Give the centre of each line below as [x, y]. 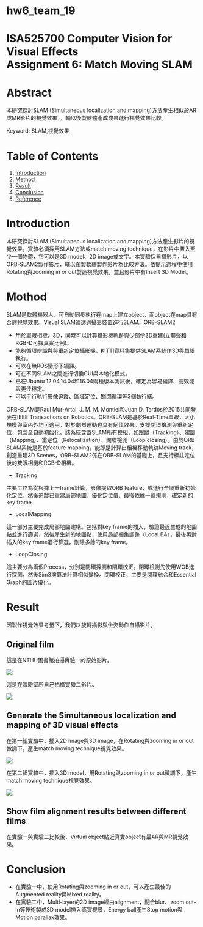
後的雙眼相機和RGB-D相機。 [42, 463]
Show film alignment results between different [96, 812]
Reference [28, 199]
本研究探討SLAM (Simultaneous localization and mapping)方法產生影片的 [98, 242]
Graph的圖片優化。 [30, 582]
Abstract [29, 93]
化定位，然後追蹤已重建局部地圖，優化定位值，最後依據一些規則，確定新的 [100, 495]
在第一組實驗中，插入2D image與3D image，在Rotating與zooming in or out [100, 740]
